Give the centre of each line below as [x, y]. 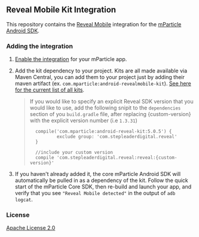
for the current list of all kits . [50, 90]
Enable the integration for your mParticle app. [71, 59]
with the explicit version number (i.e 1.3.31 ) [83, 121]
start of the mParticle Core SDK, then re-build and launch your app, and [103, 187]
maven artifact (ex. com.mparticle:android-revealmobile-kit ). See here [103, 84]
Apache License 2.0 [31, 228]
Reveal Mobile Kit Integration [61, 10]
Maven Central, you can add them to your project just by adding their [100, 77]
